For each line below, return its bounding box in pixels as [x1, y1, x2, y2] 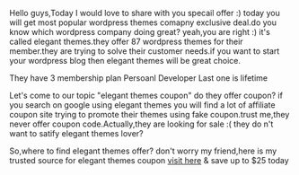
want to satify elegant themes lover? [9, 128, 144, 138]
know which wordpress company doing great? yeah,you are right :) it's [9, 27, 271, 37]
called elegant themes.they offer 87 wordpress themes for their [9, 36, 244, 47]
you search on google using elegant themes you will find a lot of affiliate [9, 100, 276, 110]
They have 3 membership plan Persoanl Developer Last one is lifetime [9, 73, 268, 83]
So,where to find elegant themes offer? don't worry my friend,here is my [9, 145, 277, 156]
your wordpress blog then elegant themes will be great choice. [9, 56, 241, 66]
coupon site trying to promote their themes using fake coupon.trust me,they [9, 109, 290, 119]
